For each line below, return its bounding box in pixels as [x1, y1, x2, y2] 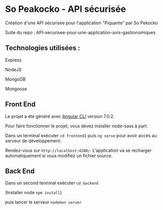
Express [5, 57, 22, 63]
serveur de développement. [5, 138, 62, 144]
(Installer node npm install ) [5, 190, 62, 196]
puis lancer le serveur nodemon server [5, 199, 82, 205]
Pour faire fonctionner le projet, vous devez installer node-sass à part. [5, 123, 148, 129]
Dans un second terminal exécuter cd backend [5, 180, 99, 186]
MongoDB [5, 76, 26, 82]
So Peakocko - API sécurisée [5, 3, 126, 15]
